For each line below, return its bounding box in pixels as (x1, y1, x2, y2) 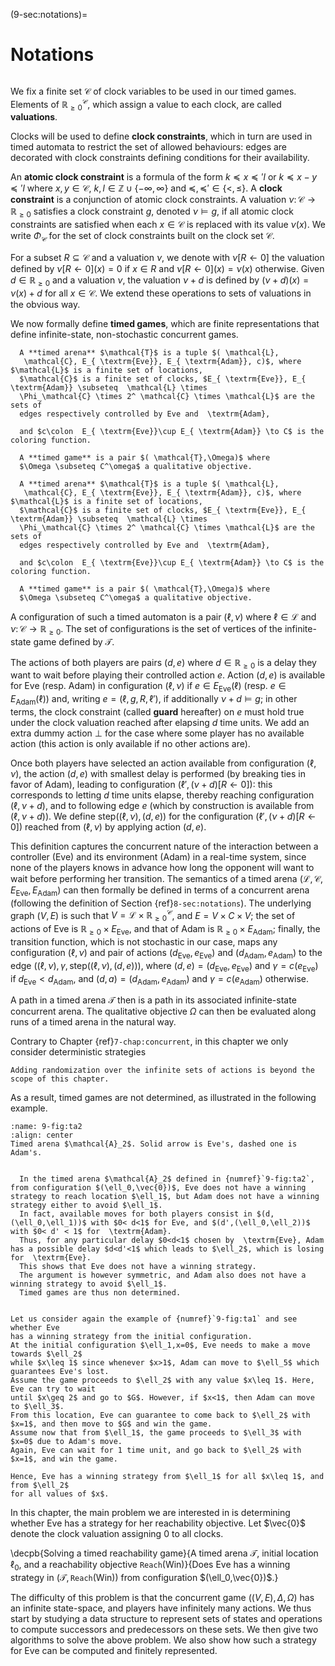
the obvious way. (10, 298, 81, 310)
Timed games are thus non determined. (19, 1288, 182, 1298)
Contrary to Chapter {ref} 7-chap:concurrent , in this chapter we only (10, 1035, 289, 1048)
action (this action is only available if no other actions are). (10, 737, 251, 749)
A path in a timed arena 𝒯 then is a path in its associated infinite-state (10, 994, 297, 1006)
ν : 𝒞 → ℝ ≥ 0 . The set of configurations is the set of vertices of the (10, 622, 283, 637)
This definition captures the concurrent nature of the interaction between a (10, 840, 319, 852)
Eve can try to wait (10, 1384, 97, 1394)
